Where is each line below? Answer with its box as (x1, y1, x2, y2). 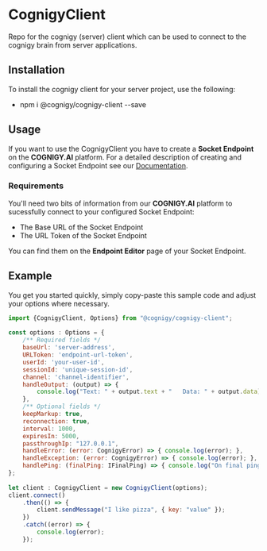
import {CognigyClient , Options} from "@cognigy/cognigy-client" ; (8, 314, 233, 322)
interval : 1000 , (22, 425, 77, 433)
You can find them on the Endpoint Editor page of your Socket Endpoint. (8, 246, 246, 256)
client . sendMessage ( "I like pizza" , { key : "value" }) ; (37, 506, 226, 514)
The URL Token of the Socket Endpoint (19, 230, 147, 240)
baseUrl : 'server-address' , (22, 344, 115, 352)
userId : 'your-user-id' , (22, 358, 105, 366)
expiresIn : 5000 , (22, 432, 80, 440)
